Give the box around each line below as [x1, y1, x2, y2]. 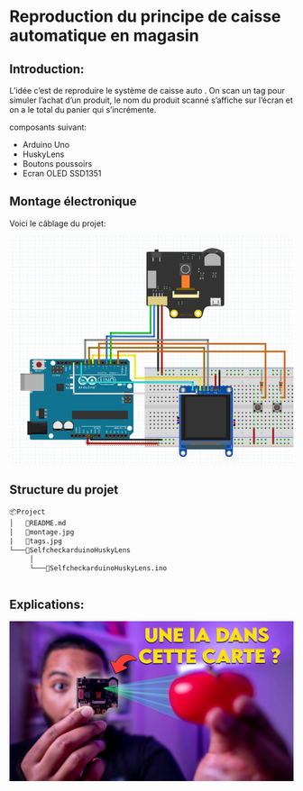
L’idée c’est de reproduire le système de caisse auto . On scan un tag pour [9, 86, 286, 95]
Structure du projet [9, 482, 119, 497]
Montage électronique [9, 194, 137, 209]
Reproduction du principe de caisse [9, 6, 281, 27]
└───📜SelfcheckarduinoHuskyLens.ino [29, 563, 168, 573]
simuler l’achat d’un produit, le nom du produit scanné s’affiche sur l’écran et [9, 95, 293, 105]
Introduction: [9, 61, 85, 77]
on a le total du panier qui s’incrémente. [9, 105, 157, 114]
